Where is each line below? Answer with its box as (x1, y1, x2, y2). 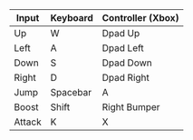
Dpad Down (101, 56, 152, 69)
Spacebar (50, 86, 92, 98)
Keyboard (50, 12, 93, 24)
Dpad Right (101, 72, 150, 84)
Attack (14, 115, 43, 128)
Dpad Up (101, 27, 140, 39)
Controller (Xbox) (101, 12, 179, 24)
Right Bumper (101, 101, 160, 113)
